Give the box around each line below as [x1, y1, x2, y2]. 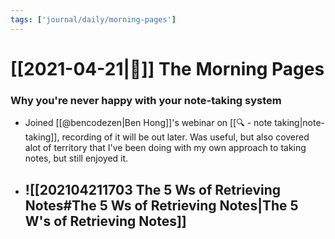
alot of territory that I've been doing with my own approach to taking [24, 142, 307, 154]
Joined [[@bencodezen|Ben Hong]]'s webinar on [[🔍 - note [24, 117, 273, 129]
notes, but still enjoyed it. [24, 152, 129, 165]
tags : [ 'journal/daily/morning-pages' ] [10, 14, 177, 25]
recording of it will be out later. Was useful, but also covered [61, 131, 310, 143]
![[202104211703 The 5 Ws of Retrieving [24, 181, 282, 198]
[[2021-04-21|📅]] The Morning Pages [10, 57, 325, 80]
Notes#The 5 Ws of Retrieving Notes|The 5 [24, 197, 299, 214]
